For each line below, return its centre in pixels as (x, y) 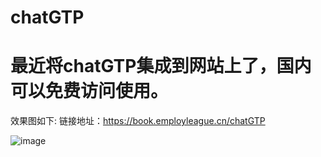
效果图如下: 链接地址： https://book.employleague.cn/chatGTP (138, 121)
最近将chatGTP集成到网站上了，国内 (161, 66)
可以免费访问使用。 (89, 91)
